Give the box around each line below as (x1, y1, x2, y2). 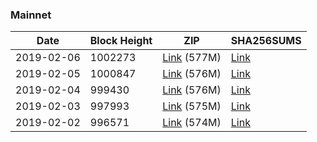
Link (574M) (162, 116, 222, 130)
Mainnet (10, 8, 52, 22)
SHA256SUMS (230, 34, 302, 48)
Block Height (89, 34, 153, 48)
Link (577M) (162, 51, 222, 65)
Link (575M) (162, 99, 222, 113)
